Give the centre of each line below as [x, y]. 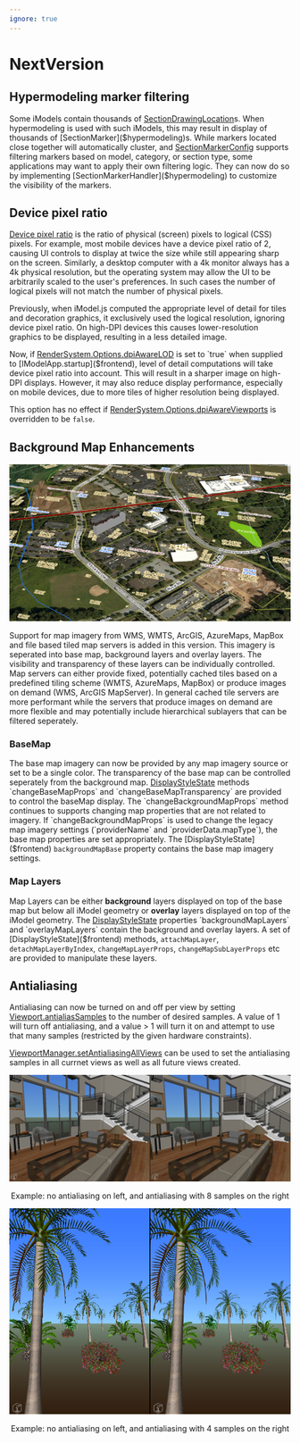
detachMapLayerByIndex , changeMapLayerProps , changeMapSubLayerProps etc [145, 948]
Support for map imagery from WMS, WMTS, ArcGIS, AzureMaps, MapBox [146, 636]
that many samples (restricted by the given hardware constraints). [130, 1036]
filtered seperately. [44, 721]
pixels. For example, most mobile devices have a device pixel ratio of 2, [140, 244]
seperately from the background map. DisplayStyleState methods [129, 782]
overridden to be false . [52, 419]
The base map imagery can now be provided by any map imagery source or [149, 763]
